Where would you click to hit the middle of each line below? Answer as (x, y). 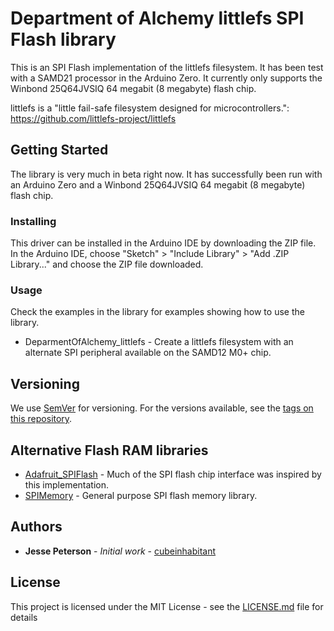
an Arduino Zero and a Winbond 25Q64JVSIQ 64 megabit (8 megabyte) (158, 184)
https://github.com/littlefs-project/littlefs (93, 118)
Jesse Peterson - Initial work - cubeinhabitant (120, 551)
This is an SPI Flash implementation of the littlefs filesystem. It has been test (167, 67)
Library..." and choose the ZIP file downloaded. (107, 264)
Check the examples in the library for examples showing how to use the (157, 312)
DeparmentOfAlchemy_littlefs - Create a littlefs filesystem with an (159, 342)
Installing (33, 221)
